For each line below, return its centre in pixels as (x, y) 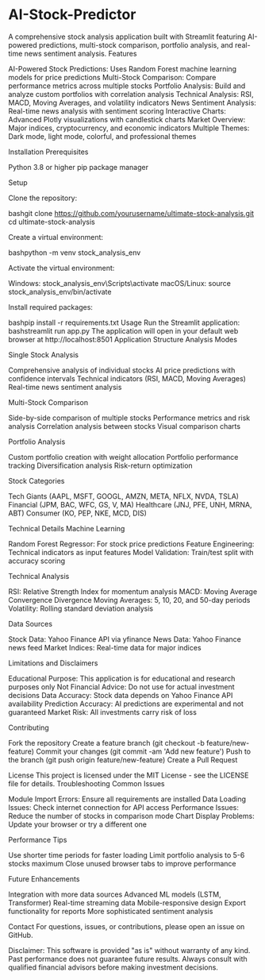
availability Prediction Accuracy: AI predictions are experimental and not (126, 704)
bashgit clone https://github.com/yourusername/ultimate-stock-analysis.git (131, 213)
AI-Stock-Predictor (72, 15)
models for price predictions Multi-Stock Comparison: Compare (112, 77)
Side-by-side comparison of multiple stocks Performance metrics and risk (129, 418)
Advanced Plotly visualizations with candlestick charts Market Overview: (127, 119)
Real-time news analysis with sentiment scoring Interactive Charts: (117, 111)
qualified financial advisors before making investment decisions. (113, 967)
